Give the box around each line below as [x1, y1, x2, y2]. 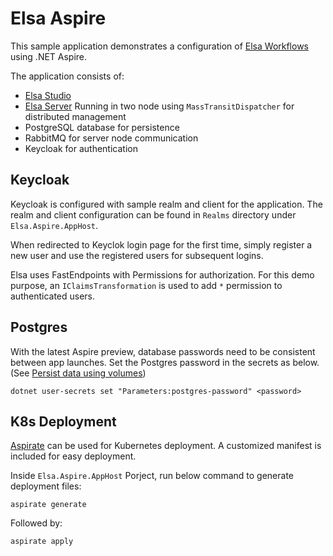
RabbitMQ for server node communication [24, 132, 199, 144]
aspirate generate [10, 500, 87, 510]
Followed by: [10, 517, 63, 529]
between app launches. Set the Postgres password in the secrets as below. [10, 356, 320, 368]
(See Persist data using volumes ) [10, 367, 147, 379]
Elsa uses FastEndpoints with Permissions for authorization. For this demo [10, 268, 315, 281]
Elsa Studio [24, 89, 72, 101]
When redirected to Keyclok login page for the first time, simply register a [10, 238, 313, 251]
